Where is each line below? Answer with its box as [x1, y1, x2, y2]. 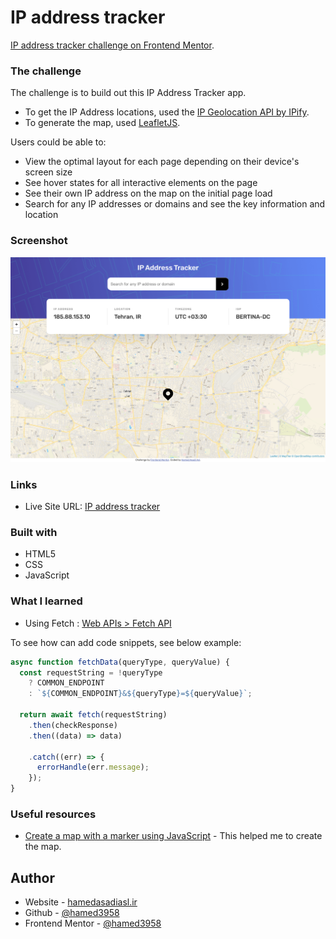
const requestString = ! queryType [19, 667, 163, 678]
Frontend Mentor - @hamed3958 [24, 917, 162, 930]
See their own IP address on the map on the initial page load [24, 187, 273, 200]
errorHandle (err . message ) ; [36, 762, 150, 773]
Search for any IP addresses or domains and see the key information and [24, 198, 326, 210]
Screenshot [10, 234, 68, 248]
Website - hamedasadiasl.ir [24, 896, 138, 908]
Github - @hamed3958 [24, 907, 120, 919]
